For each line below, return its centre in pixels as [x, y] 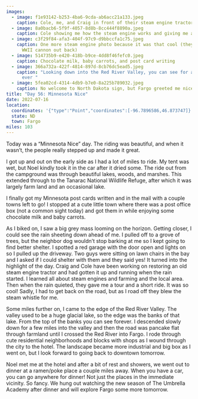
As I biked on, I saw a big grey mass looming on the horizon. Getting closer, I [99, 228]
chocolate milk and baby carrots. [46, 217]
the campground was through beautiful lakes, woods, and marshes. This [94, 174]
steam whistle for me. [32, 297]
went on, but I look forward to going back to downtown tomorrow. [86, 353]
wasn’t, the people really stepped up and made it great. [73, 150]
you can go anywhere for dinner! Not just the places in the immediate [90, 377]
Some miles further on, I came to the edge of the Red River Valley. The [91, 309]
